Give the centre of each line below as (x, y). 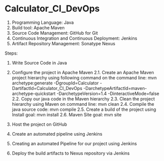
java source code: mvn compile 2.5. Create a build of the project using (84, 109)
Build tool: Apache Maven (38, 27)
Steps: (11, 53)
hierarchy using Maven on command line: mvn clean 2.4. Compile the (83, 104)
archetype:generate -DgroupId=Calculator (55, 83)
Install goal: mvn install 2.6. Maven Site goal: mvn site (67, 114)
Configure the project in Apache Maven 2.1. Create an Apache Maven (83, 72)
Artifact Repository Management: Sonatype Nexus (64, 43)
